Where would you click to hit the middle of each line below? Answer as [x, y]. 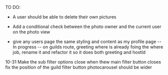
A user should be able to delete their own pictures [64, 17]
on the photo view [31, 32]
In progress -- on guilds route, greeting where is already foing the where [88, 47]
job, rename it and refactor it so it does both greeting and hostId [79, 52]
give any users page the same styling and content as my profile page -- [87, 41]
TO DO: [13, 7]
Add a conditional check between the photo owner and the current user [87, 26]
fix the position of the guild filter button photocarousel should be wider [79, 67]
